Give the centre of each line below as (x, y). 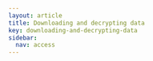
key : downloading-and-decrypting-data (73, 30)
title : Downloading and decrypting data (77, 23)
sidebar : (23, 38)
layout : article (35, 15)
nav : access (36, 45)
